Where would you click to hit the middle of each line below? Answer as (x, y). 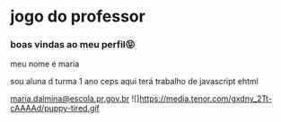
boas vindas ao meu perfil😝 (73, 45)
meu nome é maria (45, 64)
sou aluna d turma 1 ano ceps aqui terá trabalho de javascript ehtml (135, 82)
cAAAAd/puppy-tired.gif (55, 109)
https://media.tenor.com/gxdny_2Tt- (206, 99)
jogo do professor (78, 17)
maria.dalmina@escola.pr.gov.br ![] (75, 99)
